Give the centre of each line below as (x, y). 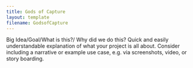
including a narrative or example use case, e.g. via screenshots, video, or (96, 52)
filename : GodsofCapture (37, 23)
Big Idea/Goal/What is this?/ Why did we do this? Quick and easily (88, 40)
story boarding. (25, 59)
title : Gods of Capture (36, 12)
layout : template (28, 17)
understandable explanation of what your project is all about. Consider (93, 46)
